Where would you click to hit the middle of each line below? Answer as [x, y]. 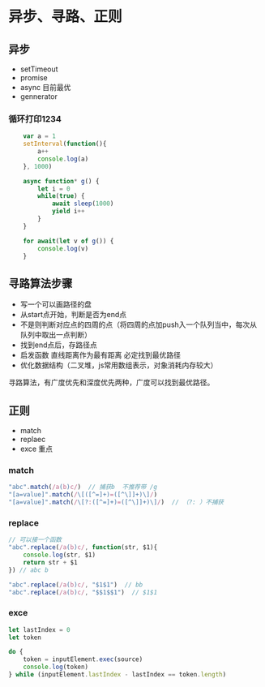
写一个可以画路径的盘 [56, 304]
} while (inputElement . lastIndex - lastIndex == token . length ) [118, 675]
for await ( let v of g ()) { [68, 241]
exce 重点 [36, 449]
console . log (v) [63, 248]
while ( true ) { [61, 196]
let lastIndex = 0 [39, 629]
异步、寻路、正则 [66, 17]
